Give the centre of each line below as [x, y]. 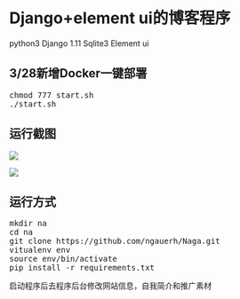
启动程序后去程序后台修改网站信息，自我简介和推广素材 [110, 286]
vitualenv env [40, 250]
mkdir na [28, 224]
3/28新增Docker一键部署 [78, 73]
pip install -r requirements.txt [82, 268]
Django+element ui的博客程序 [120, 18]
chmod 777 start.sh [52, 95]
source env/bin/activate [63, 259]
